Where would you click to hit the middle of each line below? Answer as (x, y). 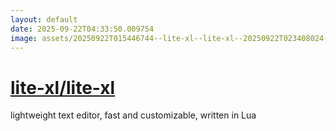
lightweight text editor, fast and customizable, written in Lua (133, 115)
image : (24, 38)
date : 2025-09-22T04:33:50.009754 (82, 29)
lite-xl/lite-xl (63, 87)
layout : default (44, 19)
